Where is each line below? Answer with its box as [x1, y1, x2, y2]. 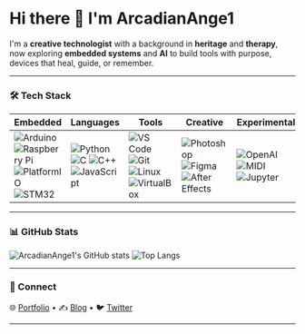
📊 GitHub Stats [9, 226, 79, 239]
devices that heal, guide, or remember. [9, 57, 154, 68]
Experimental [236, 116, 296, 129]
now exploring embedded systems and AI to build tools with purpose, [9, 47, 272, 58]
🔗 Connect [9, 280, 57, 293]
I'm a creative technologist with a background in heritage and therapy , [9, 38, 279, 49]
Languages [70, 116, 120, 129]
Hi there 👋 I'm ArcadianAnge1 [9, 8, 234, 29]
